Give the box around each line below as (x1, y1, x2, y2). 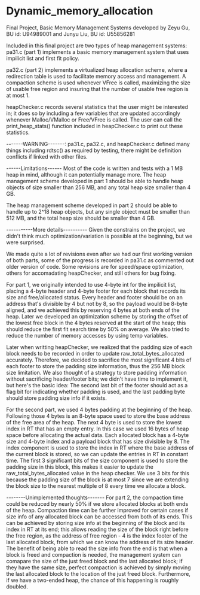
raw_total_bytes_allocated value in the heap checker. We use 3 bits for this (6, 469, 190, 476)
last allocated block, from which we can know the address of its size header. (6, 538, 195, 545)
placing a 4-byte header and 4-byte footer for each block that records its (6, 287, 186, 295)
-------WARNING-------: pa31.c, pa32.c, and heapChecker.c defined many (6, 140, 190, 147)
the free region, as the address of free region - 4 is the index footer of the (6, 532, 187, 539)
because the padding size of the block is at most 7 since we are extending (6, 476, 189, 483)
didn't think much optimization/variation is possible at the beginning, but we (6, 232, 193, 239)
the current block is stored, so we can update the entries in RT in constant (6, 450, 189, 457)
